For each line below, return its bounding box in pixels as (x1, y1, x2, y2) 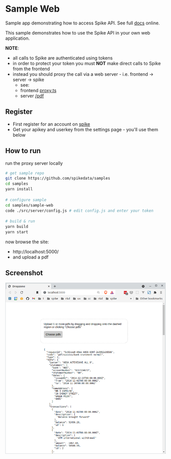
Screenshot (5, 269, 43, 277)
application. (5, 35, 30, 41)
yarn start (5, 230, 28, 235)
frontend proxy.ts (20, 87, 57, 93)
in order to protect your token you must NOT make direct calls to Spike (12, 60, 161, 66)
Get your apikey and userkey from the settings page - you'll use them (12, 126, 159, 132)
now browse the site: (5, 239, 49, 245)
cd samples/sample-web (5, 203, 53, 208)
